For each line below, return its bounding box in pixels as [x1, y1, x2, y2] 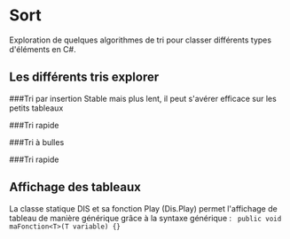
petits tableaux [9, 103, 64, 113]
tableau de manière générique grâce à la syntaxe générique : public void [9, 212, 282, 223]
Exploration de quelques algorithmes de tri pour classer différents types [9, 35, 272, 45]
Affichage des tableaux [9, 180, 142, 195]
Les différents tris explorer [9, 70, 160, 85]
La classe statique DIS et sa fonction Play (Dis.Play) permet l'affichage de [9, 203, 278, 213]
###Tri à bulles [9, 136, 65, 147]
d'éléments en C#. [9, 43, 77, 54]
